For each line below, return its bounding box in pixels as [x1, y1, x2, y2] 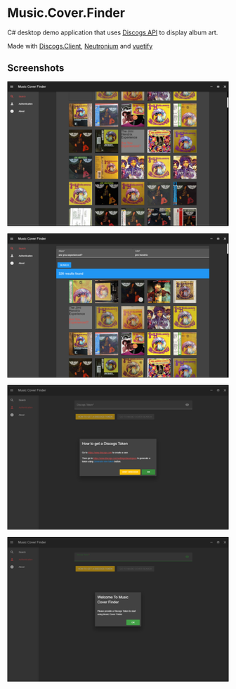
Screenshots [7, 62, 65, 75]
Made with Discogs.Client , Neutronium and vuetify [7, 41, 153, 50]
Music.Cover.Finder [7, 5, 125, 21]
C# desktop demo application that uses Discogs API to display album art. [7, 28, 218, 37]
